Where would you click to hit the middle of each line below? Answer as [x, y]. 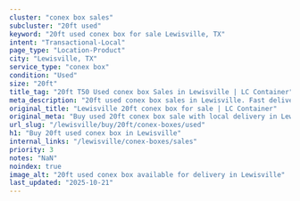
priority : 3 [31, 149]
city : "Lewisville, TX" [54, 59]
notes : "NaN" [33, 158]
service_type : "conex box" [59, 68]
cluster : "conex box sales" [62, 17]
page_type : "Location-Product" [67, 51]
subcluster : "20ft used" [55, 26]
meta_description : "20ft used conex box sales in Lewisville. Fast [137, 100]
